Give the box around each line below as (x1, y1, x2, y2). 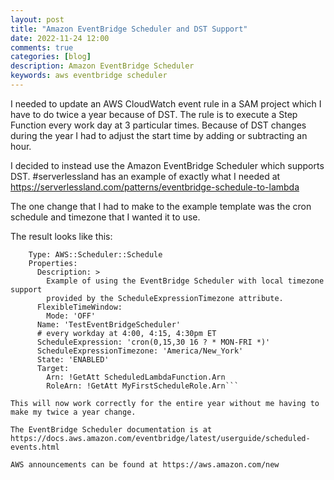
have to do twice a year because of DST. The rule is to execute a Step (10, 108, 298, 120)
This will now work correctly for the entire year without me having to (10, 398, 320, 408)
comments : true (10, 42, 74, 53)
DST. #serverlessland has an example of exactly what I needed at (10, 170, 281, 182)
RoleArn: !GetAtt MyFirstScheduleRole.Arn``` (46, 381, 240, 391)
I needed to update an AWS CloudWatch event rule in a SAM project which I (10, 97, 322, 110)
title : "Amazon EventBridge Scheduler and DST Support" (10, 24, 248, 34)
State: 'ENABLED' (36, 354, 110, 365)
